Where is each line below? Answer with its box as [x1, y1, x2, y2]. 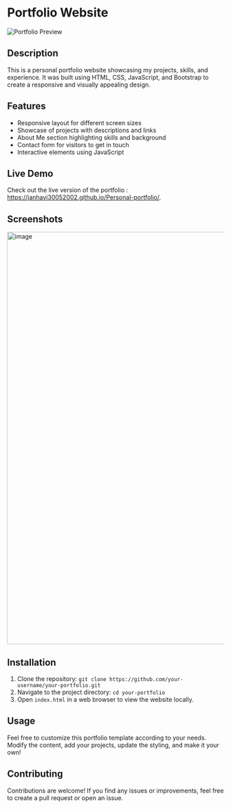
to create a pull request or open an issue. [7, 793, 124, 802]
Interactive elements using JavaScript [16, 148, 124, 156]
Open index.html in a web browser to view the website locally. [16, 695, 194, 703]
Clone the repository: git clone [16, 675, 107, 682]
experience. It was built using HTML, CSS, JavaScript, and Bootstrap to [7, 73, 209, 81]
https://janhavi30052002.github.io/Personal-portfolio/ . [7, 193, 162, 202]
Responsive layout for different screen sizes [16, 118, 142, 127]
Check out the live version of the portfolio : [7, 186, 129, 194]
